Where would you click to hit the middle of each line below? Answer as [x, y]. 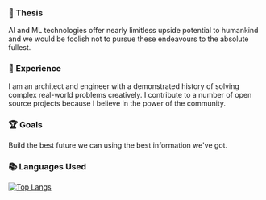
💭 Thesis [26, 13]
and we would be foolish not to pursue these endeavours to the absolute [129, 39]
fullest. [20, 48]
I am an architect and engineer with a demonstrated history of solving [124, 86]
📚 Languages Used [48, 166]
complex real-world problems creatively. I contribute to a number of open [130, 94]
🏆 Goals [25, 124]
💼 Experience [35, 69]
